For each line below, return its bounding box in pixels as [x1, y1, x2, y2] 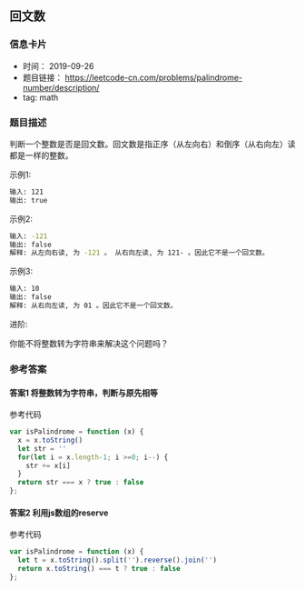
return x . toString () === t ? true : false [17, 565, 181, 574]
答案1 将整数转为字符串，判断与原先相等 [9, 387, 159, 398]
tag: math [22, 92, 59, 103]
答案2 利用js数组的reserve [9, 507, 109, 518]
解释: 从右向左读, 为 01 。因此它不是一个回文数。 [9, 301, 178, 311]
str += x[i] [25, 461, 71, 470]
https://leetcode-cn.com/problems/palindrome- [64, 72, 243, 83]
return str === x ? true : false [17, 478, 144, 487]
